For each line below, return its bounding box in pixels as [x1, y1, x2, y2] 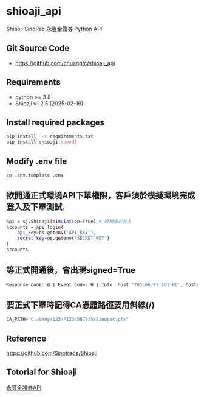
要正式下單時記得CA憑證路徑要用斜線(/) [6, 300, 155, 310]
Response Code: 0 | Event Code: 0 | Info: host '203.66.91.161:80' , [6, 281, 183, 287]
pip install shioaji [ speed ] [6, 139, 78, 146]
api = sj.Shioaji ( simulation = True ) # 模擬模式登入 [6, 218, 132, 225]
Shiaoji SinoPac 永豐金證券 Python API [6, 25, 103, 32]
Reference [6, 333, 47, 343]
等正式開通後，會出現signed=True [6, 265, 135, 275]
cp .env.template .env [6, 172, 64, 178]
